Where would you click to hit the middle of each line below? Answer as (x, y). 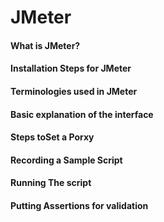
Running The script (51, 183)
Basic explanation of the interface (82, 114)
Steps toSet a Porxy (52, 137)
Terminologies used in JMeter (74, 91)
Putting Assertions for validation (79, 205)
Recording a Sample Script (66, 160)
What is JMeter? (45, 45)
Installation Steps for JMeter (71, 68)
